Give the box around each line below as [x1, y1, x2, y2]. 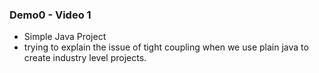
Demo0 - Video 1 [9, 8, 92, 22]
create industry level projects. [23, 52, 147, 64]
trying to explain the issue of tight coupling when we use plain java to [23, 41, 309, 53]
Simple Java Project [23, 31, 107, 43]
